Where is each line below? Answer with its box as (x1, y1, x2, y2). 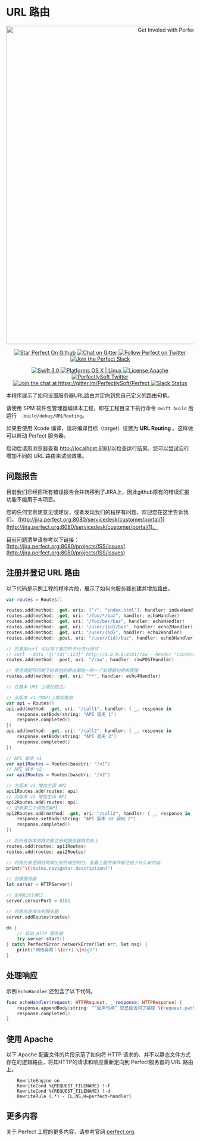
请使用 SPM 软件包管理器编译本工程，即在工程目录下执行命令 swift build (6, 404, 187, 411)
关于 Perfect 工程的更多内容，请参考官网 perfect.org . (6, 1128, 136, 1135)
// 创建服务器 (6, 876, 37, 882)
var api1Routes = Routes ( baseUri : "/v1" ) (6, 761, 111, 767)
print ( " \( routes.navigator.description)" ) (6, 865, 113, 871)
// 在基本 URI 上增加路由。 (6, 684, 68, 690)
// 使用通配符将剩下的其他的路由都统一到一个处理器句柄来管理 (6, 668, 139, 674)
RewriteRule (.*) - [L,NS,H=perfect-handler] (17, 1093, 132, 1100)
